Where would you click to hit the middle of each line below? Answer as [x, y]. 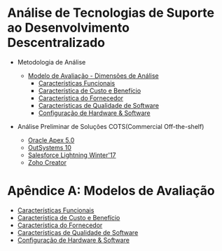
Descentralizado [56, 43]
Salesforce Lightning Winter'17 [72, 155]
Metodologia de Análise [51, 62]
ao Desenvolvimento [68, 28]
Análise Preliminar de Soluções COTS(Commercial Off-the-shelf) [111, 126]
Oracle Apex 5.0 [51, 140]
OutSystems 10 [50, 147]
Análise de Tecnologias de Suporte [111, 13]
